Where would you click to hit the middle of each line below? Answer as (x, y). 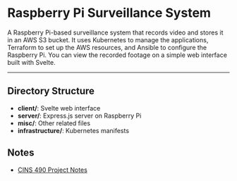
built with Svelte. (31, 62)
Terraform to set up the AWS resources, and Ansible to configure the (107, 47)
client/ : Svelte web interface (59, 108)
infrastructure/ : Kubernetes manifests (73, 130)
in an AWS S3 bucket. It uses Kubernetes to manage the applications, (108, 39)
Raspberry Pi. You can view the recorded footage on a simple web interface (117, 55)
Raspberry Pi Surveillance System (109, 13)
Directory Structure (51, 91)
